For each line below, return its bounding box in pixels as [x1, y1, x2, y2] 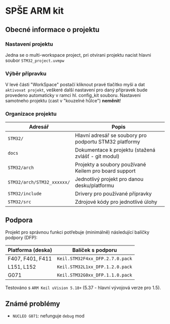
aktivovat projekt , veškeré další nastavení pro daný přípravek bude [5, 87, 148, 93]
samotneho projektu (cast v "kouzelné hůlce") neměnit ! [5, 98, 121, 104]
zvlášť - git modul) [75, 153, 120, 160]
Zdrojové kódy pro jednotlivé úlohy [75, 198, 158, 205]
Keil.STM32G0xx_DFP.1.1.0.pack [57, 272, 133, 278]
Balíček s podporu [72, 246, 117, 254]
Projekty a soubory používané [75, 161, 146, 168]
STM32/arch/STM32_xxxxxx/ [8, 179, 70, 185]
